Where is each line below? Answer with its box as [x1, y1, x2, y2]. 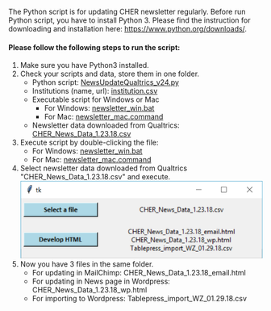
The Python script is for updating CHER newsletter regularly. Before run [8, 7, 246, 16]
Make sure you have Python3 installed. [19, 61, 149, 70]
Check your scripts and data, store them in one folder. [19, 69, 200, 79]
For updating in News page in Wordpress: [31, 276, 171, 286]
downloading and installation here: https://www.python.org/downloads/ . [8, 24, 248, 33]
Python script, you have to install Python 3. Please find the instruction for [8, 15, 251, 25]
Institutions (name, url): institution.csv [31, 86, 158, 96]
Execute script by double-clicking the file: [19, 137, 159, 148]
